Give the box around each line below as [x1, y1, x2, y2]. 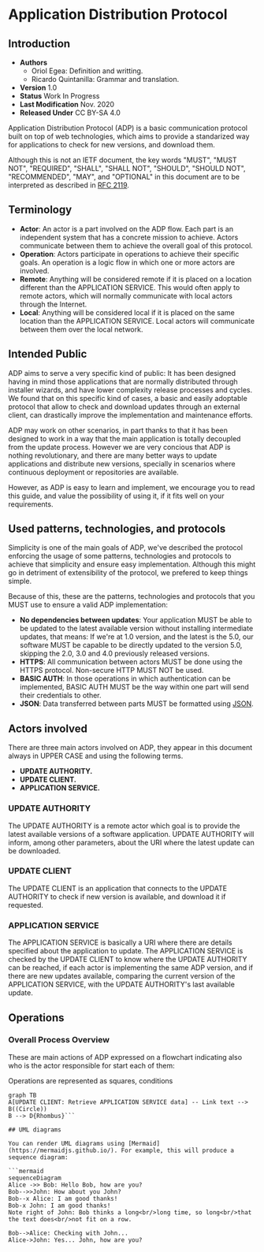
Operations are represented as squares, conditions [8, 1076, 173, 1085]
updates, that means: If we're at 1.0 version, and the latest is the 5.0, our [19, 632, 254, 641]
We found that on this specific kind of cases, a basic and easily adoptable [8, 393, 248, 403]
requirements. [8, 499, 54, 509]
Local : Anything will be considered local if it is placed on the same [19, 307, 235, 317]
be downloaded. [8, 845, 61, 856]
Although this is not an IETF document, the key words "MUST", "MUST [8, 155, 238, 165]
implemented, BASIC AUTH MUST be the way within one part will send [19, 682, 250, 692]
